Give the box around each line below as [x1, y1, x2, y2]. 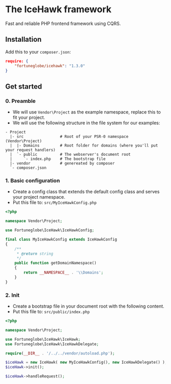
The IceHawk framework [5, 4, 112, 15]
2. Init [5, 291, 20, 298]
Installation [5, 35, 42, 44]
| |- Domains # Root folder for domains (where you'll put [10, 143, 158, 148]
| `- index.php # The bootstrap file [10, 156, 106, 161]
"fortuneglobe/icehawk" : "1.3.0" [14, 63, 85, 68]
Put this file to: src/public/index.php [12, 309, 90, 315]
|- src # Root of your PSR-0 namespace [10, 134, 129, 140]
